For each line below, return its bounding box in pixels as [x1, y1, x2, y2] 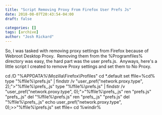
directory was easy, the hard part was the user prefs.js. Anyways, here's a [5, 58, 158, 64]
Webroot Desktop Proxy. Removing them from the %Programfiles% [5, 53, 143, 59]
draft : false [5, 16, 32, 21]
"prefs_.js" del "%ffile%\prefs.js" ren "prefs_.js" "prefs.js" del [5, 94, 130, 100]
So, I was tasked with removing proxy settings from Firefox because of [5, 48, 149, 54]
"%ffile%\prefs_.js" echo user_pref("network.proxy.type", [5, 99, 122, 105]
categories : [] [5, 25, 37, 30]
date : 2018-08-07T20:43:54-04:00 [5, 12, 74, 17]
